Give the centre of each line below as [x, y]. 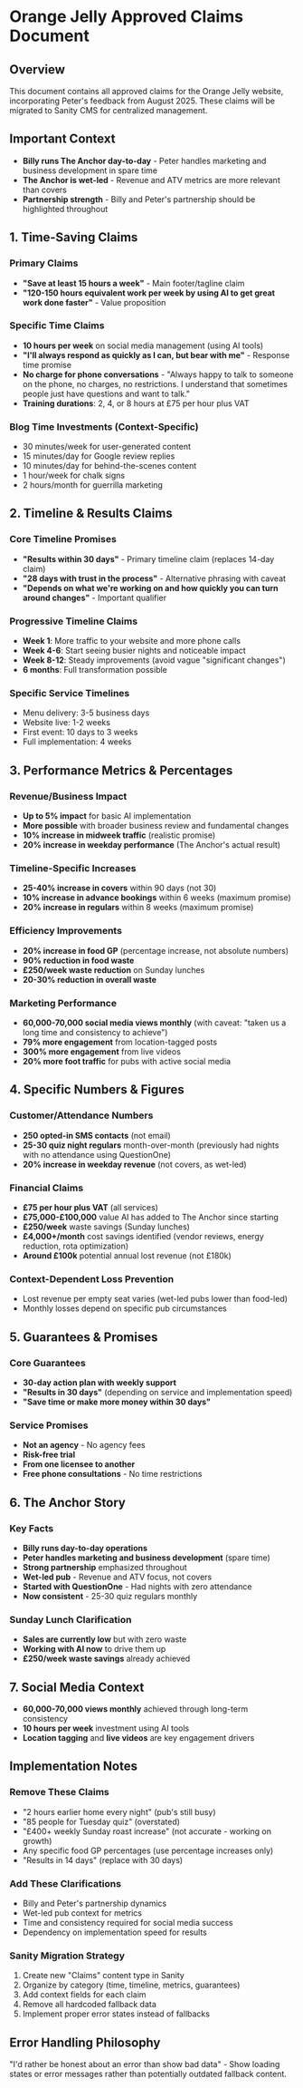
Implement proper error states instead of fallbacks [116, 2014]
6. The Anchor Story [68, 1502]
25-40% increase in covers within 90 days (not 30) [119, 888]
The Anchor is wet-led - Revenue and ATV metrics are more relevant [151, 180]
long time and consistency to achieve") [95, 1032]
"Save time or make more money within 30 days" [116, 1402]
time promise [47, 364]
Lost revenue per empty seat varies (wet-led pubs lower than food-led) [155, 1299]
